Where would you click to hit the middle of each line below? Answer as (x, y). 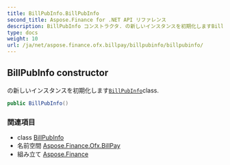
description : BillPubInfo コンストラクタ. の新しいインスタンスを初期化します (110, 26)
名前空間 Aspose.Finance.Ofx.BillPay (69, 145)
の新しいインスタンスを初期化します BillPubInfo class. (83, 90)
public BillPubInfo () (38, 103)
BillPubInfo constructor (58, 73)
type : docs (23, 33)
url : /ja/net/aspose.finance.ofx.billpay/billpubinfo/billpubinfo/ (105, 45)
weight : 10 (23, 39)
